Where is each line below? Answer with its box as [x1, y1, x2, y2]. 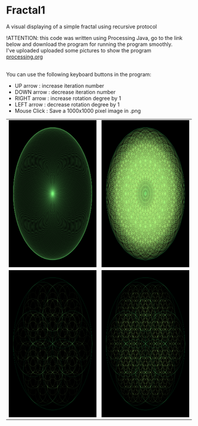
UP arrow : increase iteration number [14, 82, 104, 89]
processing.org [6, 53, 43, 60]
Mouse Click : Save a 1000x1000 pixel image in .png [14, 107, 141, 114]
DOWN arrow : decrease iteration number [14, 88, 116, 95]
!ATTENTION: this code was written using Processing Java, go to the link [6, 34, 183, 41]
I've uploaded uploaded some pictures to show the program [6, 46, 151, 54]
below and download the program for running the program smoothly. [6, 41, 173, 48]
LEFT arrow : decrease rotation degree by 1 [14, 101, 120, 108]
